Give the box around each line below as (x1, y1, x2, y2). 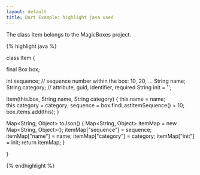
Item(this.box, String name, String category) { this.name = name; (6, 95, 166, 102)
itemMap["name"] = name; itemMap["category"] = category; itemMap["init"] (6, 132, 195, 140)
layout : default (6, 8, 47, 15)
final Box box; (6, 65, 40, 73)
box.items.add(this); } (6, 108, 59, 115)
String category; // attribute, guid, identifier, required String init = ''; (6, 83, 172, 90)
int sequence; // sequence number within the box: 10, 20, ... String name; (6, 77, 186, 85)
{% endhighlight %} (6, 162, 55, 169)
